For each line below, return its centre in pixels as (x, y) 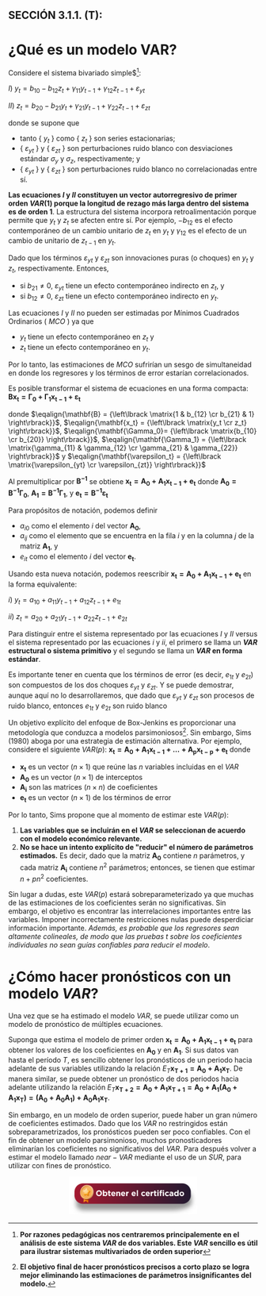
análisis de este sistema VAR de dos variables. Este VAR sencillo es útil (139, 1243)
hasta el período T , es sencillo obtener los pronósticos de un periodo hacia (130, 1060)
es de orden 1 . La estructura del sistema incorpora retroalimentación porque (133, 211)
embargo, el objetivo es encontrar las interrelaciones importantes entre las (130, 911)
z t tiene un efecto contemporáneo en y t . (85, 348)
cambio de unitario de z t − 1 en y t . (62, 242)
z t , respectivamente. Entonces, (59, 269)
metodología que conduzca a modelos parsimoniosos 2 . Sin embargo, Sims (130, 732)
